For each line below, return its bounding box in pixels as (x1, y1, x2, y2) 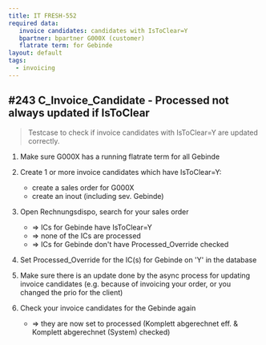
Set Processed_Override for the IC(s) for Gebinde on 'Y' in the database (19, 254, 257, 265)
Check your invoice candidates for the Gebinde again (19, 302, 196, 313)
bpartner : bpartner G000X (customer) (18, 34, 146, 43)
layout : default (8, 49, 62, 57)
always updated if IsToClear (8, 106, 150, 120)
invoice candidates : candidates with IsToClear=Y (18, 26, 188, 34)
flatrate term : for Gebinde (18, 42, 113, 50)
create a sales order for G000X (31, 182, 135, 193)
